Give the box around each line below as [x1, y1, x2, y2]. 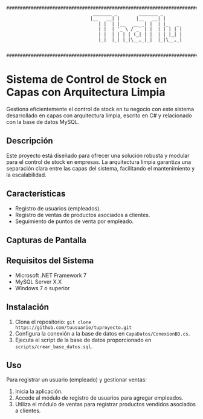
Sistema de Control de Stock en [6, 73, 167, 86]
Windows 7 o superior [14, 284, 70, 291]
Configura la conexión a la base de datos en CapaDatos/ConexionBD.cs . [14, 330, 190, 337]
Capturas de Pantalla [6, 235, 86, 245]
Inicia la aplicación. [14, 388, 63, 395]
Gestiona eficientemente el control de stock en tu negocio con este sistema [6, 105, 195, 112]
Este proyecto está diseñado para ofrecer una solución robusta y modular [6, 152, 190, 159]
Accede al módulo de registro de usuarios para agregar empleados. [14, 394, 184, 401]
